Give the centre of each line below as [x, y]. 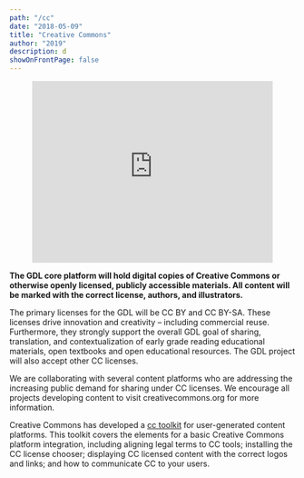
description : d [38, 52]
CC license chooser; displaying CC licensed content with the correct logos [149, 454]
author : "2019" [38, 43]
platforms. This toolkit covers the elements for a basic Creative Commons [147, 434]
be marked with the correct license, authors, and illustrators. [126, 295]
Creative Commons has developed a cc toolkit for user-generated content [147, 425]
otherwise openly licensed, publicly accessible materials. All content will [150, 285]
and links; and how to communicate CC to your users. [110, 463]
